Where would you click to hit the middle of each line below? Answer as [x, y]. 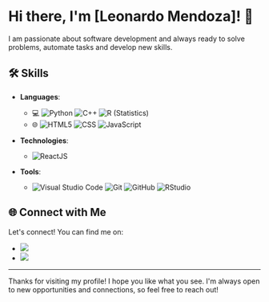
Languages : [40, 96]
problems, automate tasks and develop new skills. [90, 47]
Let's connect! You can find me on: [66, 231]
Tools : [30, 171]
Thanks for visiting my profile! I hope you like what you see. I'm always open [134, 281]
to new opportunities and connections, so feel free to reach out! [113, 289]
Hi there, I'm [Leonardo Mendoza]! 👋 [131, 16]
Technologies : [44, 141]
